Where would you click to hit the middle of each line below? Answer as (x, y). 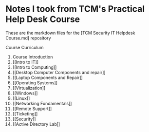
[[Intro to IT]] (25, 62)
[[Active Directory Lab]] (36, 124)
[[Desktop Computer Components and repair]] (59, 72)
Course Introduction (33, 57)
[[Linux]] (21, 98)
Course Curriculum (25, 47)
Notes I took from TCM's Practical (75, 9)
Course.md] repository (28, 38)
